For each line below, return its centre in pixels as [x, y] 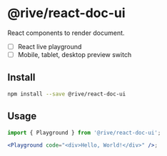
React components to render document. [66, 33]
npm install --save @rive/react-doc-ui [67, 94]
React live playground [50, 46]
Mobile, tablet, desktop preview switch [75, 54]
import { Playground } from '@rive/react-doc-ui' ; [84, 132]
